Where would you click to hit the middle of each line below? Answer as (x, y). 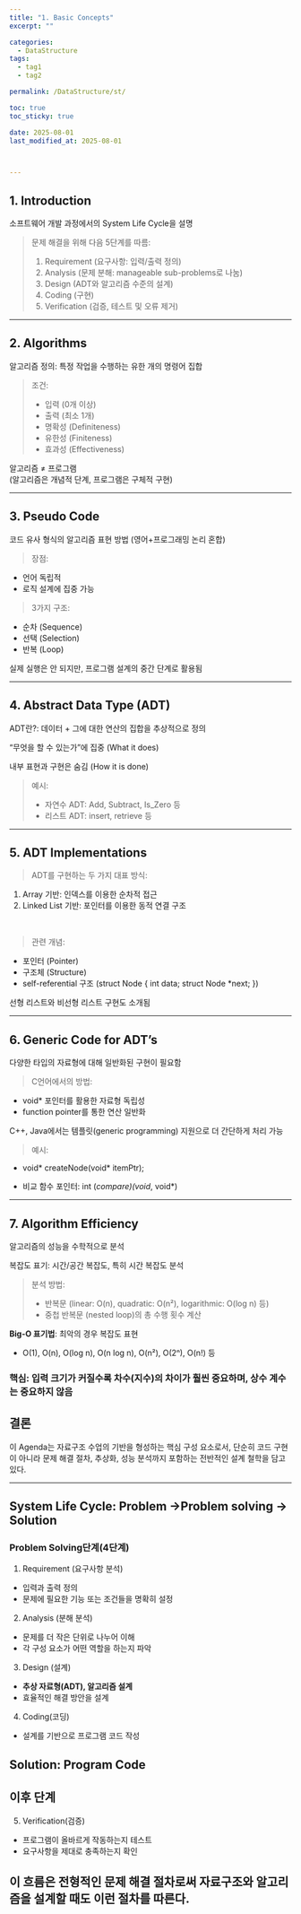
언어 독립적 (42, 577)
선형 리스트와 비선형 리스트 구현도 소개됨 (80, 1003)
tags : (19, 59)
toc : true (28, 108)
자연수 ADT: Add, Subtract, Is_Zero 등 (112, 805)
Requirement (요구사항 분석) (73, 1569)
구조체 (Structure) (54, 972)
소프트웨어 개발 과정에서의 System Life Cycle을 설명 (101, 223)
